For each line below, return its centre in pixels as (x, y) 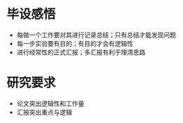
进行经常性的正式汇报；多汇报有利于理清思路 (81, 52)
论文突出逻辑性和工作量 (50, 103)
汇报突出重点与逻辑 (44, 112)
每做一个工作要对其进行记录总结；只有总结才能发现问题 (96, 35)
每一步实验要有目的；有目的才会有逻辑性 (75, 43)
